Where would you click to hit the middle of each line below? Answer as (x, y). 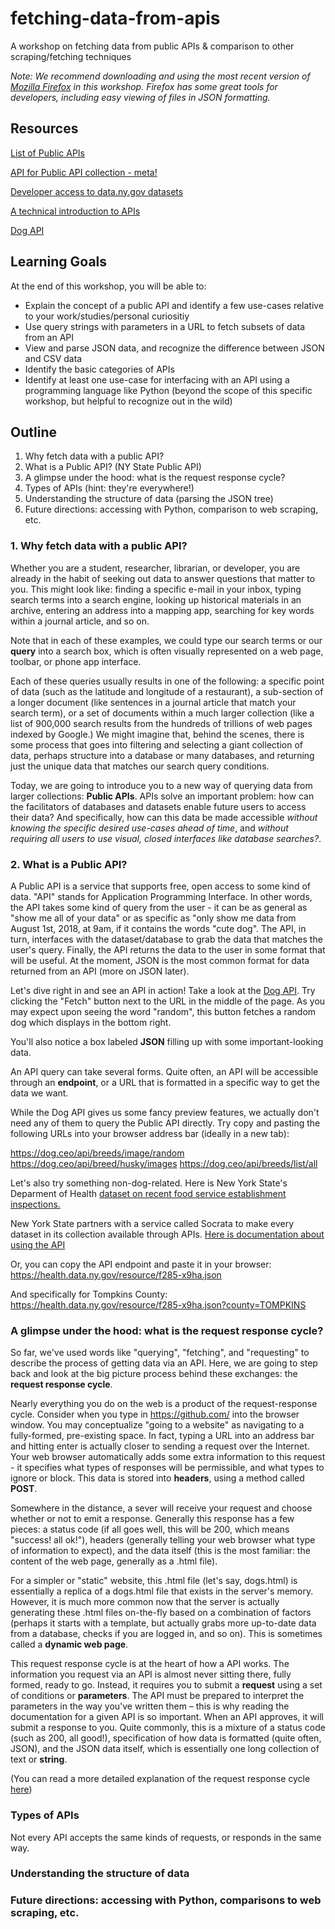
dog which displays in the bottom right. (91, 1022)
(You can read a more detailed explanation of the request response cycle (160, 1779)
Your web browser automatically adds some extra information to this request (168, 1457)
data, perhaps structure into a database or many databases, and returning (162, 755)
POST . (24, 1489)
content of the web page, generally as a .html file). (114, 1561)
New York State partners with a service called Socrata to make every (152, 1223)
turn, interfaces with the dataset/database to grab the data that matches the (166, 939)
